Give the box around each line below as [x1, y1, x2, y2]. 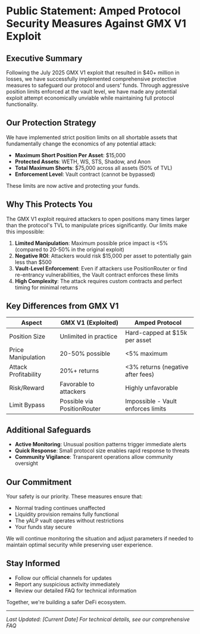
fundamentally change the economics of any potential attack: [6, 140, 157, 147]
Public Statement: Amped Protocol [6, 4, 181, 18]
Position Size [9, 332, 46, 341]
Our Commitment [6, 477, 72, 487]
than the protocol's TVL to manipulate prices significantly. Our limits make [6, 222, 187, 229]
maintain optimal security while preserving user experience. [6, 541, 153, 549]
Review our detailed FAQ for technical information [14, 587, 137, 594]
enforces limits [124, 405, 167, 413]
